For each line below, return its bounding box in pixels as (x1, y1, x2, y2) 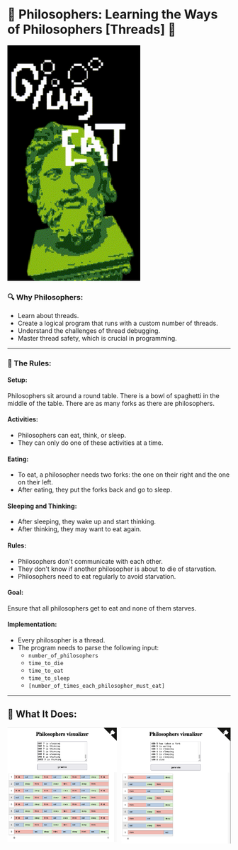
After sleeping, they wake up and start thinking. (17, 517, 157, 526)
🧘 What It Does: (7, 708, 77, 720)
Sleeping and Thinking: (7, 501, 77, 510)
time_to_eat (28, 667, 64, 675)
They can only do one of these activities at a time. (17, 438, 164, 447)
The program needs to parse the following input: (17, 644, 159, 652)
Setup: (7, 375, 28, 385)
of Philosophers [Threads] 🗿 (7, 21, 176, 38)
